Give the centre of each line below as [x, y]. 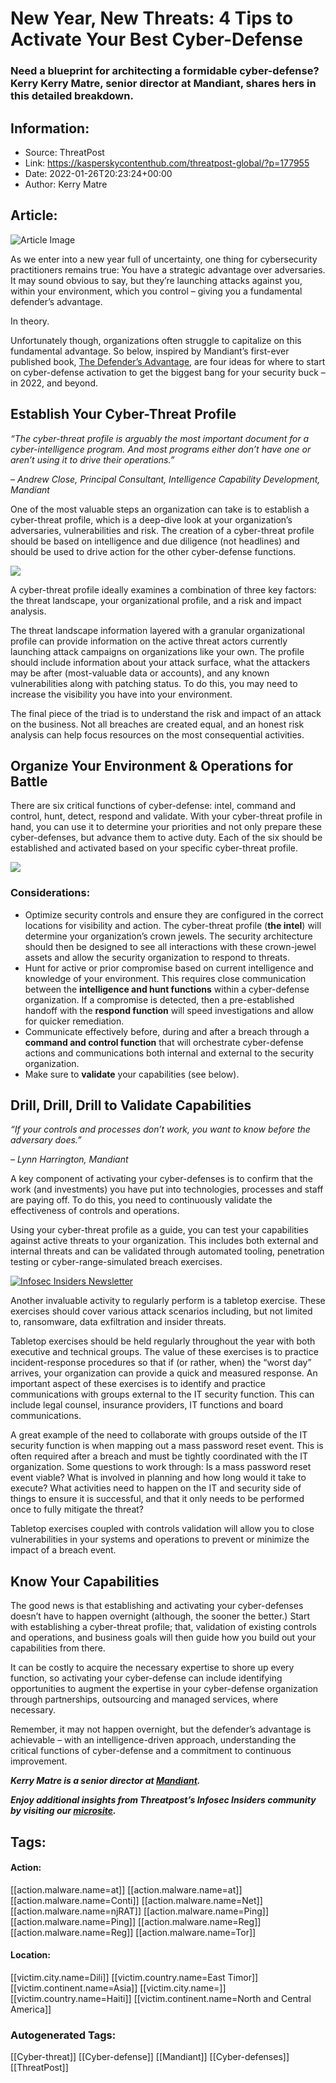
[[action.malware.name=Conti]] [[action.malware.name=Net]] [136, 1900]
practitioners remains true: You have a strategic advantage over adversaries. [168, 269]
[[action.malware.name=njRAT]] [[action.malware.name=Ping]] [139, 1911]
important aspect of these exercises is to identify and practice [138, 1384]
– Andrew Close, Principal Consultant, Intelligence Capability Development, [165, 479]
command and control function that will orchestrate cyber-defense [164, 1042]
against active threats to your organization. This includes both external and [164, 1241]
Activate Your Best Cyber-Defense [156, 39]
